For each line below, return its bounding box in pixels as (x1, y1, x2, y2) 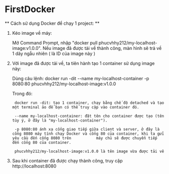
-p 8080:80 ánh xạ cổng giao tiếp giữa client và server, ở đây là (14, 127, 160, 132)
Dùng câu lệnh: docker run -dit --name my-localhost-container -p (12, 75, 150, 81)
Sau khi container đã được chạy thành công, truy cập (12, 157, 123, 163)
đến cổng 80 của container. (12, 140, 71, 145)
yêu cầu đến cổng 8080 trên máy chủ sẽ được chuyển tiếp (12, 135, 157, 141)
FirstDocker (5, 4, 55, 15)
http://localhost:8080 (12, 163, 57, 169)
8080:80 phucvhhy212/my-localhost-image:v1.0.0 (12, 81, 116, 87)
